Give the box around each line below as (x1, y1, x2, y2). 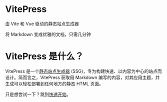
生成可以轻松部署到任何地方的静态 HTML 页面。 (5, 80, 103, 86)
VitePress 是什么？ (5, 51, 84, 62)
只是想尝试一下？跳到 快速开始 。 (5, 91, 71, 97)
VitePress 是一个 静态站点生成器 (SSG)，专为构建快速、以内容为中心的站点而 (5, 68, 162, 74)
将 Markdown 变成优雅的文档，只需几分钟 (5, 31, 91, 37)
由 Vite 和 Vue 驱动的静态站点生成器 (5, 20, 79, 26)
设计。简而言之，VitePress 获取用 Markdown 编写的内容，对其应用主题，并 (5, 74, 160, 80)
